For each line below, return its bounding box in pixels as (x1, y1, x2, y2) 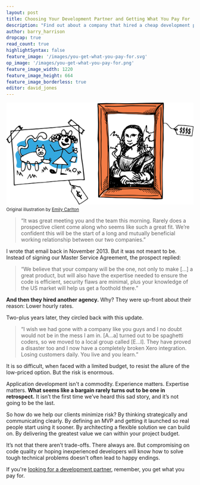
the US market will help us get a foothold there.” (20, 285, 139, 292)
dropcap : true (6, 35, 42, 41)
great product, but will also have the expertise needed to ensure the (20, 272, 187, 279)
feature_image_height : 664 (6, 72, 73, 79)
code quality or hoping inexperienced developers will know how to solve (6, 448, 184, 455)
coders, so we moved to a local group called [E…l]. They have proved (20, 338, 191, 345)
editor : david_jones (6, 85, 58, 91)
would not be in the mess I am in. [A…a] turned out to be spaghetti (20, 332, 183, 339)
